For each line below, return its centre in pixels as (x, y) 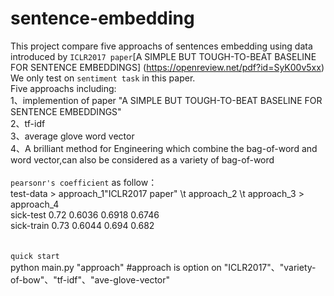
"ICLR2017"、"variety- (270, 267)
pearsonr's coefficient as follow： (84, 182)
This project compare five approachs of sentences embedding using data (161, 46)
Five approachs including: (63, 88)
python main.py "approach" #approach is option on (116, 267)
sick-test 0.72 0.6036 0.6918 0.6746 (85, 214)
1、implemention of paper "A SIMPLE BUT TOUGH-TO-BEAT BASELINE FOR (166, 100)
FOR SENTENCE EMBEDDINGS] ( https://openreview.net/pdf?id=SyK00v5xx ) (167, 67)
